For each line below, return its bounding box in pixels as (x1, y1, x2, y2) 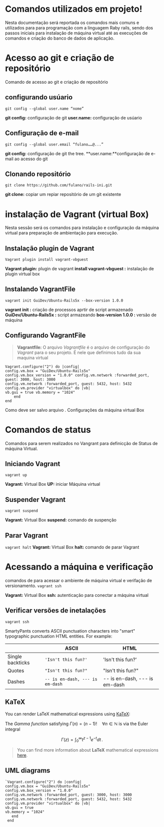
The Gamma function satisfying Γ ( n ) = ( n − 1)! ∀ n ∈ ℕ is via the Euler (5, 721, 148, 727)
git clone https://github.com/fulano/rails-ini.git (5, 183, 112, 188)
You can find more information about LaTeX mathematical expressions (17, 747, 159, 753)
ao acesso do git (14, 156, 48, 162)
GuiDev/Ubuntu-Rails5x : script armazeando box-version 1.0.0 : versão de (5, 312, 157, 318)
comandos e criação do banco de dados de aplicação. (5, 35, 115, 41)
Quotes (7, 667, 24, 674)
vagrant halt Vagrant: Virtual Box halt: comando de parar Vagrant (5, 544, 140, 550)
